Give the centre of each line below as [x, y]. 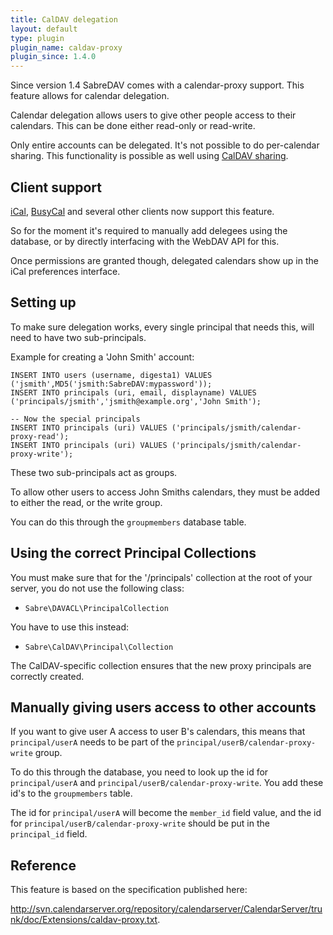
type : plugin [37, 38]
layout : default [44, 29]
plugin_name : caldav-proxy [66, 47]
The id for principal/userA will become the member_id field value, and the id [166, 813]
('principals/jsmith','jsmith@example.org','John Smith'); [136, 401]
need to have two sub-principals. [78, 337]
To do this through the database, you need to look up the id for [139, 772]
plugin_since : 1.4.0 [53, 57]
